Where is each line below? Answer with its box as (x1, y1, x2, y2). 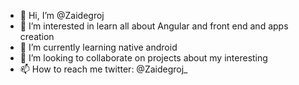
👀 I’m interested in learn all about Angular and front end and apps (19, 20, 289, 32)
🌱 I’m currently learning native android (19, 41, 178, 53)
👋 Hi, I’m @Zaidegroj (19, 10, 105, 21)
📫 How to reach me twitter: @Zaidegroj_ (19, 63, 188, 75)
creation (19, 31, 55, 42)
